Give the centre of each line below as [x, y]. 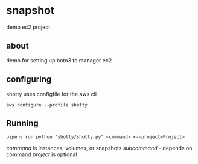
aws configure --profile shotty [47, 105]
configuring [29, 80]
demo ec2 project [28, 27]
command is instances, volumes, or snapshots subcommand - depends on [99, 148]
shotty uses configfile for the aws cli [52, 94]
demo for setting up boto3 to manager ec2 [59, 60]
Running [23, 123]
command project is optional [42, 154]
